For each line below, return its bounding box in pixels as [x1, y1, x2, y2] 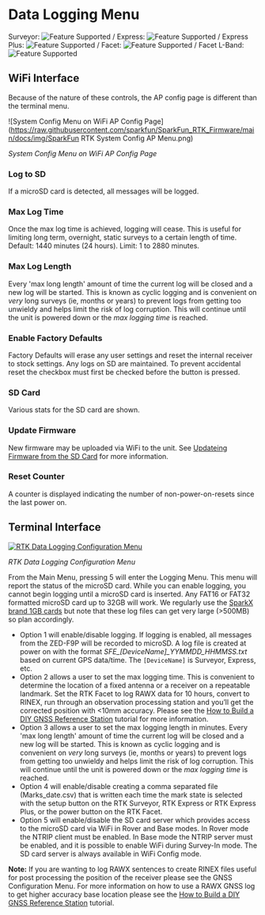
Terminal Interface [8, 521, 101, 534]
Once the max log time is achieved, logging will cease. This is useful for [8, 224, 242, 234]
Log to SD [8, 168, 46, 179]
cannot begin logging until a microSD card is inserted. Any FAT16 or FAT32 [8, 589, 251, 599]
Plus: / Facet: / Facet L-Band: [8, 40, 244, 49]
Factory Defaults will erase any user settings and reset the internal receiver [8, 350, 253, 360]
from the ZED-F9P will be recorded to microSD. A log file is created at [19, 638, 247, 648]
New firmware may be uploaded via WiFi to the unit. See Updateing [8, 442, 228, 453]
